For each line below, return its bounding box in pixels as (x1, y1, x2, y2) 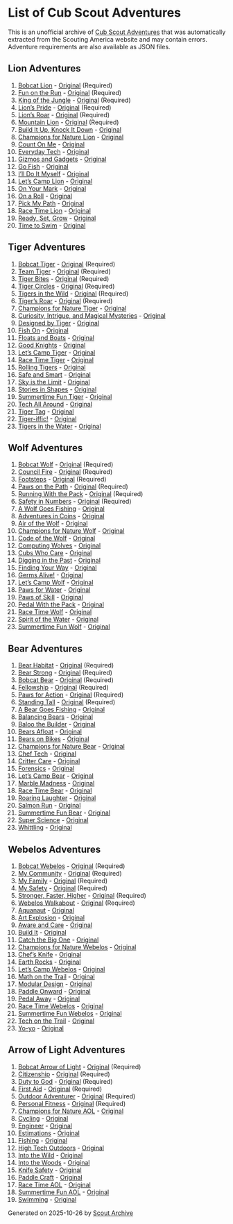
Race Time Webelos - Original (17, 1002, 103, 1010)
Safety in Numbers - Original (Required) (17, 498, 132, 506)
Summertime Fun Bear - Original (17, 808, 110, 817)
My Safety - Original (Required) (17, 884, 108, 892)
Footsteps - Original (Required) (17, 475, 107, 484)
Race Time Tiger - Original (17, 355, 94, 364)
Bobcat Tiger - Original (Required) (17, 260, 116, 268)
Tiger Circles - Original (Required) (17, 282, 115, 290)
